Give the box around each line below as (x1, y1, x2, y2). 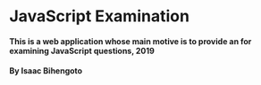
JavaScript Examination (9, 6, 190, 27)
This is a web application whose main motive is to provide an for (9, 35, 252, 46)
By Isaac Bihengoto (9, 66, 83, 76)
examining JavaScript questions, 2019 (9, 45, 155, 56)
